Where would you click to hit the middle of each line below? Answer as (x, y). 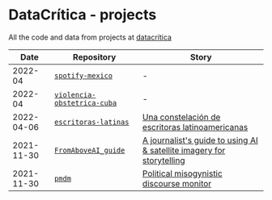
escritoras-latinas (91, 122)
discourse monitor (177, 183)
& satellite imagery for (184, 150)
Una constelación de (181, 117)
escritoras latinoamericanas (195, 127)
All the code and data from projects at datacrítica (90, 37)
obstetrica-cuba (85, 103)
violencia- (75, 95)
